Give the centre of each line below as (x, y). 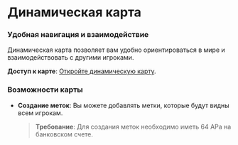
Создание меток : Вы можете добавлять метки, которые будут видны (123, 105)
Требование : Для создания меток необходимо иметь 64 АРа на (133, 127)
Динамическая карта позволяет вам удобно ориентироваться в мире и (116, 50)
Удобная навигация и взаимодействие (78, 35)
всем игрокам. (40, 113)
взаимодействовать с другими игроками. (71, 58)
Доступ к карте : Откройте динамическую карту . (82, 71)
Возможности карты (45, 90)
